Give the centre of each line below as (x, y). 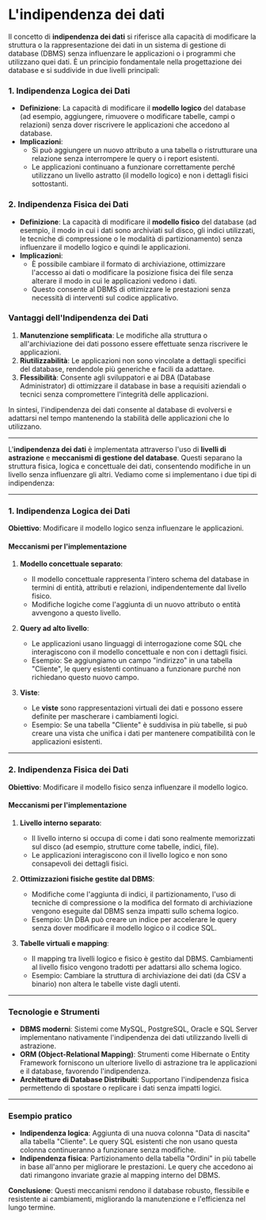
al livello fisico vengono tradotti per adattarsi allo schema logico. (137, 967)
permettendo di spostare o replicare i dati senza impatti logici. (121, 1088)
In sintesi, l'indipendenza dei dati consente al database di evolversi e (120, 409)
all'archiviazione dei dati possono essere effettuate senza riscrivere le (133, 343)
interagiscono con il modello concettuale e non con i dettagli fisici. (139, 652)
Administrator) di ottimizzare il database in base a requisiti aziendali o (133, 385)
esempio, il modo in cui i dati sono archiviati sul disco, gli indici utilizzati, (137, 230)
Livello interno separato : (61, 823)
